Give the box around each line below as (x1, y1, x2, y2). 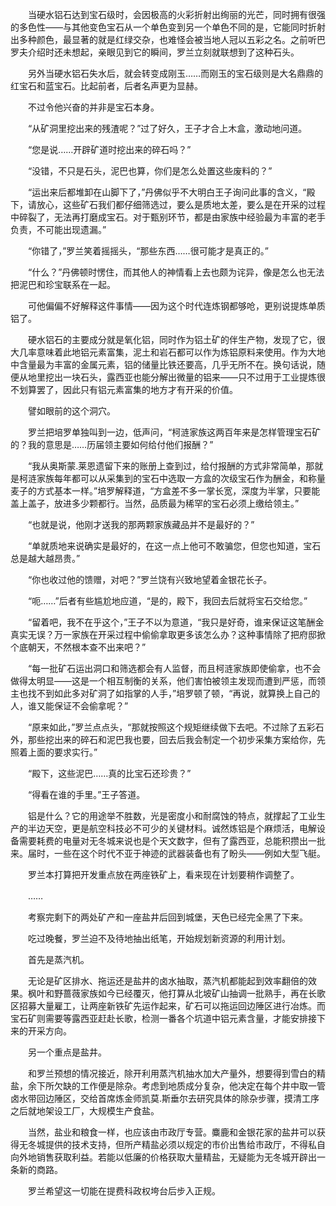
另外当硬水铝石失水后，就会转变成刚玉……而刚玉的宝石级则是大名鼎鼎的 (27, 68, 324, 79)
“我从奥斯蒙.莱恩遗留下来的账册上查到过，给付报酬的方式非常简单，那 (27, 460, 315, 472)
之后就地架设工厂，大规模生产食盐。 (10, 1105, 160, 1117)
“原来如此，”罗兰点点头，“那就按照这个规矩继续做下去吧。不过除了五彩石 (27, 721, 325, 733)
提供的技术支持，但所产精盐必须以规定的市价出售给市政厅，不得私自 (44, 1139, 326, 1150)
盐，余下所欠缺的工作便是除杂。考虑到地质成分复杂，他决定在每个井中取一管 (10, 1080, 326, 1092)
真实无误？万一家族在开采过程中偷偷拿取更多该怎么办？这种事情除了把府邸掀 (10, 629, 326, 640)
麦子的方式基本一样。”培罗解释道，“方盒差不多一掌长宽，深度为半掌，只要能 (10, 485, 321, 497)
